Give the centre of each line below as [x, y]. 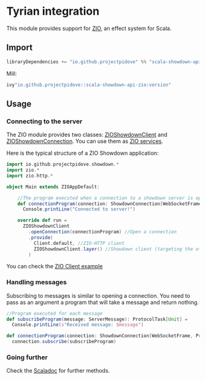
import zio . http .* [30, 176]
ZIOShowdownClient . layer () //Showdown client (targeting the [113, 249]
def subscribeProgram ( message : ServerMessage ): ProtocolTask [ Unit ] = [97, 319]
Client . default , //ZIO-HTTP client [79, 243]
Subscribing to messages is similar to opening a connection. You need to [98, 295]
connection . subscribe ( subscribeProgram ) [64, 342]
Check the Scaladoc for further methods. [58, 371]
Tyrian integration [53, 11]
